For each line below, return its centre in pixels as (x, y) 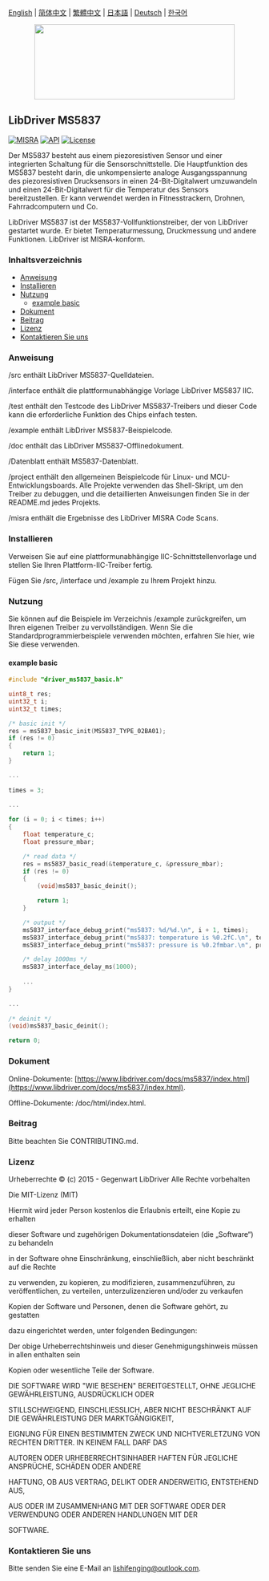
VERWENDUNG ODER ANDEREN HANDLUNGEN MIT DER (103, 1514)
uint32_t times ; (35, 709)
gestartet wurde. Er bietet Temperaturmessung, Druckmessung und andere (132, 230)
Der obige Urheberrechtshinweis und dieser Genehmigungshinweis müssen (133, 1346)
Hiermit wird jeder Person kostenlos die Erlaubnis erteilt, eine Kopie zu (124, 1210)
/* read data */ (50, 856)
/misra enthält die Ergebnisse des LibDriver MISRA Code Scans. (113, 518)
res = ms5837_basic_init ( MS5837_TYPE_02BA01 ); (87, 731)
